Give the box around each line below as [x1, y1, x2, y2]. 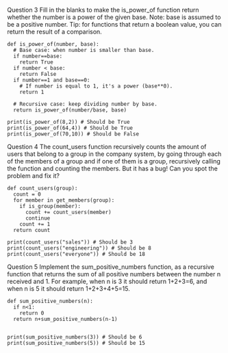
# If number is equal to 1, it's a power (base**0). [19, 83, 173, 90]
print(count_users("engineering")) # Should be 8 [7, 245, 152, 252]
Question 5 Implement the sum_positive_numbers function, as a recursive [7, 263, 214, 271]
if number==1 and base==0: [13, 77, 90, 83]
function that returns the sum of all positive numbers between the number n [7, 270, 221, 278]
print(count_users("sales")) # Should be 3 [7, 239, 134, 246]
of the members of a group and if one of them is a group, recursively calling [7, 157, 221, 165]
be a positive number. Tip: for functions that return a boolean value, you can [7, 21, 222, 28]
